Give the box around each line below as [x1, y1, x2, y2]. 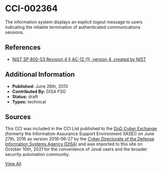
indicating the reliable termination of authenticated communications [5, 24, 141, 30]
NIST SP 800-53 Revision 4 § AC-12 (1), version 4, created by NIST [12, 56, 146, 62]
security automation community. [5, 152, 70, 157]
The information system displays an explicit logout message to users [5, 19, 143, 25]
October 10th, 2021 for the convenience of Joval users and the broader [5, 146, 147, 152]
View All [5, 161, 21, 167]
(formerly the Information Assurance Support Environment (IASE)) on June [5, 131, 155, 137]
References [5, 43, 41, 51]
